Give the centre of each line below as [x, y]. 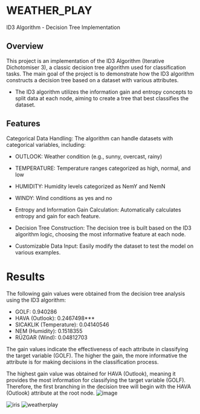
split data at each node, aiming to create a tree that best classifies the [102, 98]
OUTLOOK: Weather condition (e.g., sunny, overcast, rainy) [89, 156]
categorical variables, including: [46, 144]
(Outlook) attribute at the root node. [50, 393]
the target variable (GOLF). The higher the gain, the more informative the [97, 355]
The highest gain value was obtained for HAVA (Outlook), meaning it [91, 374]
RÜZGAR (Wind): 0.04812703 [51, 337]
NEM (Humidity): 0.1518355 [49, 331]
